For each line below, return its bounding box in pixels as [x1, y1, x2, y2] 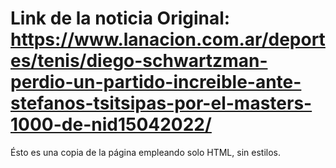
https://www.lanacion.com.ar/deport [10, 28, 326, 51]
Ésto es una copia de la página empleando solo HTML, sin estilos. [10, 146, 281, 158]
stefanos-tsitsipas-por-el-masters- [10, 92, 313, 115]
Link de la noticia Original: [10, 7, 231, 30]
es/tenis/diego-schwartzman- [10, 50, 268, 72]
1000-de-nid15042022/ [10, 113, 212, 136]
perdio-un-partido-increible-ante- [10, 71, 302, 94]
